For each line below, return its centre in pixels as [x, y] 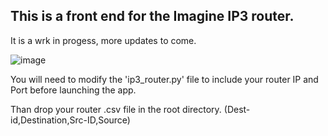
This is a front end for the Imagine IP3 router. [152, 16]
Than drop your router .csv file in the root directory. [116, 109]
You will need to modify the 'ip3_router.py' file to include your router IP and [164, 79]
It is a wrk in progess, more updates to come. [103, 40]
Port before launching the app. [73, 90]
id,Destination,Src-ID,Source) [70, 120]
